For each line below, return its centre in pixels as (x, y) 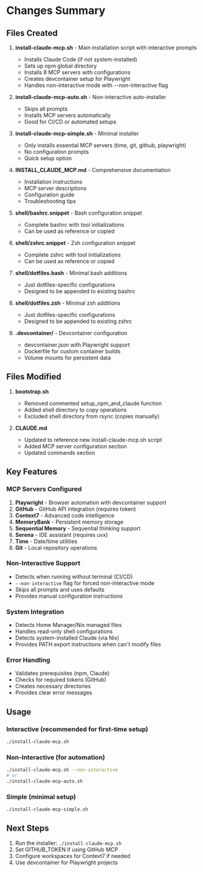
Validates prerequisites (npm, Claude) (62, 673)
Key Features (32, 472)
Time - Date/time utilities (46, 541)
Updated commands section (60, 452)
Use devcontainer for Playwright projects (67, 862)
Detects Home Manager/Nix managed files (68, 625)
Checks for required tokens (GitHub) (60, 680)
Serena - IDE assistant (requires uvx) (61, 535)
